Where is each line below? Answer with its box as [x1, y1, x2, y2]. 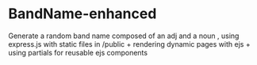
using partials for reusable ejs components [8, 48, 148, 57]
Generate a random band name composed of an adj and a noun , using [8, 31, 240, 40]
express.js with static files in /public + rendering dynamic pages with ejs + [8, 39, 251, 48]
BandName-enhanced [8, 5, 157, 23]
